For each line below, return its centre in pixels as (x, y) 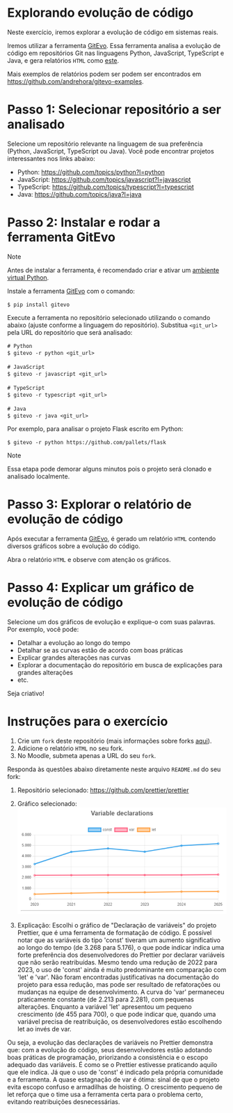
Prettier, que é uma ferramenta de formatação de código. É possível (114, 933)
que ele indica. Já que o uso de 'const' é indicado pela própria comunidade (115, 1073)
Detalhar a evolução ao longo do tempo (74, 642)
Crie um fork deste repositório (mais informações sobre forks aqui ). (114, 741)
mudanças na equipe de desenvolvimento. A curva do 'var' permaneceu (121, 992)
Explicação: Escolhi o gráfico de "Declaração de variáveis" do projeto (117, 925)
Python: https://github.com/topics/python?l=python (91, 172)
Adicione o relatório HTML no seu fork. (70, 748)
